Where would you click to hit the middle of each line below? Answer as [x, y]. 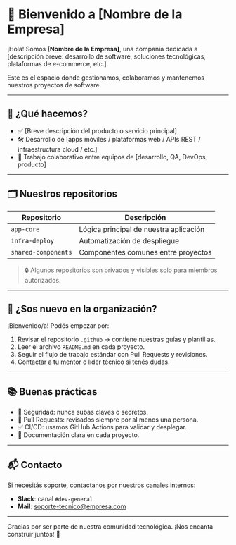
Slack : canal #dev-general [55, 499]
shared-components [41, 252]
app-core [25, 229]
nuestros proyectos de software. [54, 85]
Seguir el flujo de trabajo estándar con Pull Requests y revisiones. [112, 355]
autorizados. [42, 280]
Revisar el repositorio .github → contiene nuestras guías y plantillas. [116, 339]
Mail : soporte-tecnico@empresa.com [72, 506]
